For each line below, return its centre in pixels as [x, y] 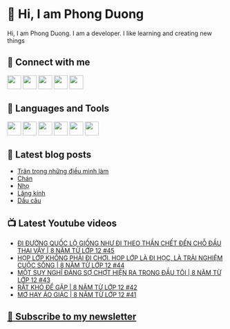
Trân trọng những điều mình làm [63, 171]
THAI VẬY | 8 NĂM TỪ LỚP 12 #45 [66, 251]
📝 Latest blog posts [49, 154]
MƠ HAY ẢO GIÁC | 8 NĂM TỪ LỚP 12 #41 [77, 295]
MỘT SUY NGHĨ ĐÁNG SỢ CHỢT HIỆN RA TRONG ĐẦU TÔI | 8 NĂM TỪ [119, 273]
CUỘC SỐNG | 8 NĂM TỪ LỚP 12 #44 [71, 265]
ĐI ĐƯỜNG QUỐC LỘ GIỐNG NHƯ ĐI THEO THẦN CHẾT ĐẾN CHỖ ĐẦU [119, 243]
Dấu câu [29, 200]
